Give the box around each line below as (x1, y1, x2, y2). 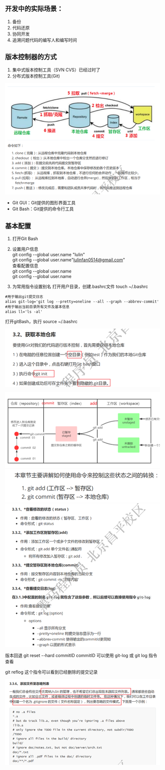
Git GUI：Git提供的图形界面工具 (12, 200, 76, 206)
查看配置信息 (12, 263, 38, 269)
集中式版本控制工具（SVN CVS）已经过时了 (12, 67, 101, 73)
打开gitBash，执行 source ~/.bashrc (5, 319, 78, 325)
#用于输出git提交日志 (5, 294, 43, 300)
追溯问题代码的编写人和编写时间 (12, 37, 77, 43)
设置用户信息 (12, 246, 38, 252)
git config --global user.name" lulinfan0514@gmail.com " (12, 257, 125, 263)
